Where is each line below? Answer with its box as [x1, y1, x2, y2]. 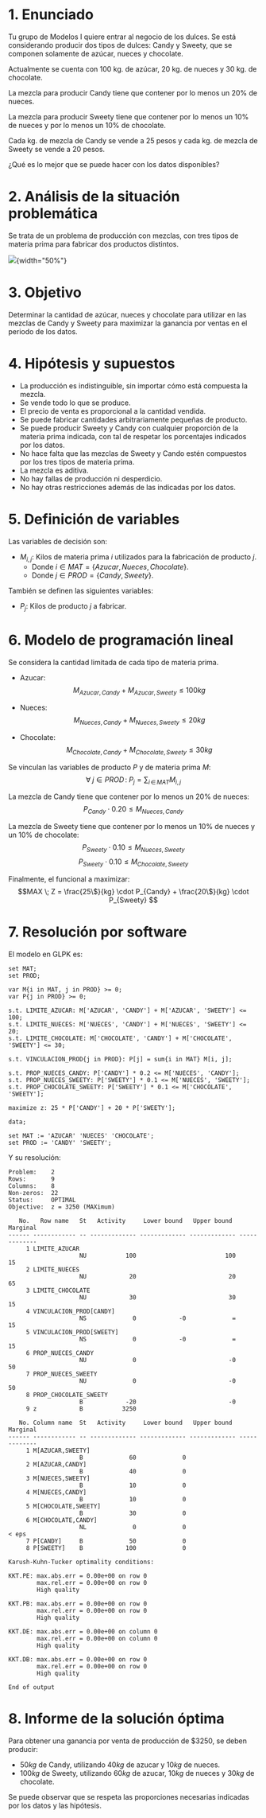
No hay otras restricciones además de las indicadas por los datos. [19, 482, 237, 492]
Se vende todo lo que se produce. [19, 398, 131, 407]
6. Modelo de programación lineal [8, 631, 234, 649]
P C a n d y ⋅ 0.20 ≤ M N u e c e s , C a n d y [83, 804, 184, 816]
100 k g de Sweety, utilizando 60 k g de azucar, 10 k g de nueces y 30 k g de [19, 1768, 255, 1777]
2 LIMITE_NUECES [25, 1265, 80, 1274]
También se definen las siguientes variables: [8, 586, 153, 596]
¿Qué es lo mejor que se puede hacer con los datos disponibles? [8, 159, 220, 169]
